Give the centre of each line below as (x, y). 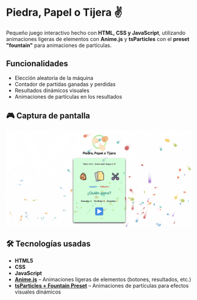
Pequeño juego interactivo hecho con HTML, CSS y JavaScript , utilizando (96, 33)
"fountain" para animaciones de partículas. (59, 45)
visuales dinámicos (38, 292)
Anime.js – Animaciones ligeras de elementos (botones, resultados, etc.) (103, 279)
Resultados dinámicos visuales (52, 90)
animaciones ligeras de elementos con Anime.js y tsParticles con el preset (98, 39)
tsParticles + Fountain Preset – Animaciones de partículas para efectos (102, 286)
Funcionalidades (37, 64)
